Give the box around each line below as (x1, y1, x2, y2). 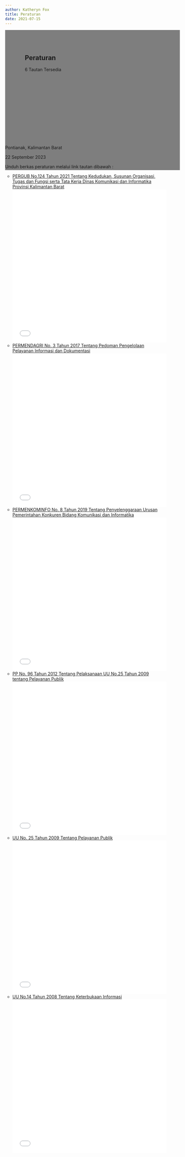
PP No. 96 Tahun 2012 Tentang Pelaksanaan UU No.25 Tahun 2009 (12, 671, 149, 677)
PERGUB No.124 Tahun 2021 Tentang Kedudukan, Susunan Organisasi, (12, 173, 156, 179)
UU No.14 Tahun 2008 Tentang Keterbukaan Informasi (12, 994, 122, 1000)
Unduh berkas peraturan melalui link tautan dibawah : (5, 164, 114, 170)
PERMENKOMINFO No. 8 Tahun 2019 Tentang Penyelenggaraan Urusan (12, 507, 158, 513)
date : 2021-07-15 (5, 16, 41, 21)
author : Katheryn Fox (5, 7, 50, 12)
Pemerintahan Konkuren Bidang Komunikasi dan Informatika (12, 512, 134, 518)
